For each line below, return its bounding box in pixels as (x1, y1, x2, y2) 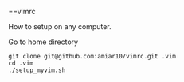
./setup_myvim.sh (8, 66, 66, 74)
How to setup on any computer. (8, 22, 112, 31)
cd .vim (8, 59, 34, 67)
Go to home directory (8, 37, 78, 47)
